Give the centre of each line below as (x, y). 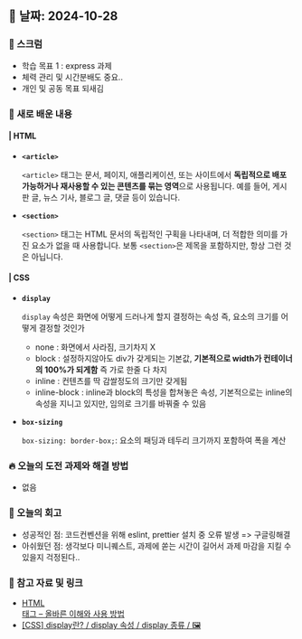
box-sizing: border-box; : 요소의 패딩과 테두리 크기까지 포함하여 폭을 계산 (154, 440)
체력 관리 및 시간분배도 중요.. (72, 77)
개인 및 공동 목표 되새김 (63, 88)
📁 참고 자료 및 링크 (46, 583)
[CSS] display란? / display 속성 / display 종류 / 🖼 (111, 625)
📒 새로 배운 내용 (41, 114)
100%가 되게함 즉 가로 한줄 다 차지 (106, 370)
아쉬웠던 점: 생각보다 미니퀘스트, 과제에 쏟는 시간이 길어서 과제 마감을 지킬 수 (156, 546)
